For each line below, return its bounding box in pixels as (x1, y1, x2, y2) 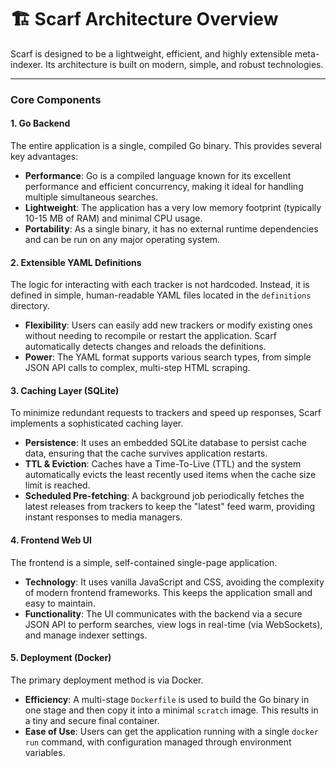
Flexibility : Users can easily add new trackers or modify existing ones (24, 319, 313, 331)
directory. (10, 300, 50, 312)
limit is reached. (24, 479, 91, 491)
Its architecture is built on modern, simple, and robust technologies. (44, 58, 324, 70)
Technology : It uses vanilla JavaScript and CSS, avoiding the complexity (24, 576, 325, 588)
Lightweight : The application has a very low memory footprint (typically (24, 202, 322, 214)
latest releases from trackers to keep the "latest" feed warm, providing (24, 501, 316, 513)
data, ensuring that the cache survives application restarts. (24, 447, 268, 460)
